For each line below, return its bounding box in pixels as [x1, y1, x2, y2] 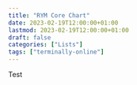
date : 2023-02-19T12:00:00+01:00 [8, 19, 119, 27]
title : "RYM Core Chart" [8, 11, 90, 20]
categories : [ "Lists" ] [8, 41, 83, 49]
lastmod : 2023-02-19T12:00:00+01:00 [8, 26, 129, 34]
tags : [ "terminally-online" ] [8, 48, 105, 56]
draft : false [8, 33, 51, 42]
